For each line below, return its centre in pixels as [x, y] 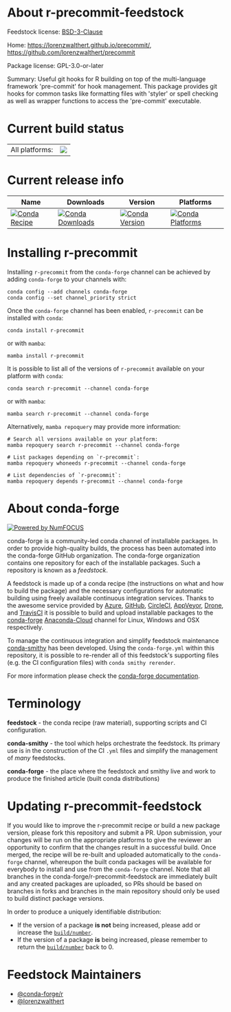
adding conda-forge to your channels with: [67, 279]
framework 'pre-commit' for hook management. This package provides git [112, 86]
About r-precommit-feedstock [96, 13]
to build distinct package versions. [56, 898]
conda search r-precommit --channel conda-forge [78, 388]
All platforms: [32, 149]
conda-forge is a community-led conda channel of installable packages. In [112, 540]
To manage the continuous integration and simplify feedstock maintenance [113, 640]
